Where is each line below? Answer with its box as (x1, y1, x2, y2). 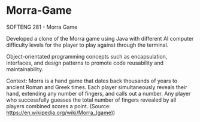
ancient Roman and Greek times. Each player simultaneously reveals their (6, 83, 187, 90)
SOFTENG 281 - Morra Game (6, 23, 78, 30)
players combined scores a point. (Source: (6, 102, 111, 109)
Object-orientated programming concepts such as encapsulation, (6, 53, 168, 60)
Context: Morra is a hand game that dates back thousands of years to (6, 77, 178, 84)
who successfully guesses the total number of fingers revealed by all (6, 96, 177, 103)
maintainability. (6, 65, 44, 72)
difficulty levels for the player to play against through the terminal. (6, 41, 169, 48)
